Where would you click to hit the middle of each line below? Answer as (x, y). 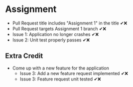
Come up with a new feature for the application (61, 68)
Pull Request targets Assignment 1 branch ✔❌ (59, 28)
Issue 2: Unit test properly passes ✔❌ (51, 40)
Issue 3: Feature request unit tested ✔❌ (60, 79)
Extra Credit (24, 56)
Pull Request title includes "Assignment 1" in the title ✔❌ (70, 23)
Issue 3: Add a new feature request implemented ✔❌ (74, 73)
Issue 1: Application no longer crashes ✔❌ (55, 34)
